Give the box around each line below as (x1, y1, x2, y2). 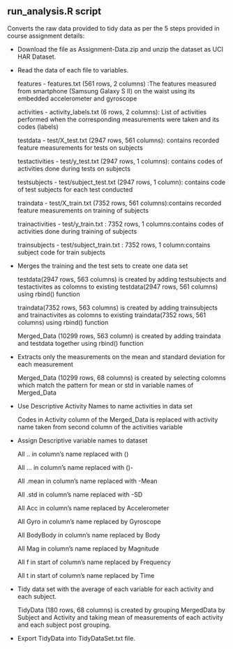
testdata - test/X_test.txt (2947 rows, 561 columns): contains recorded (17, 136, 220, 144)
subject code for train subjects (17, 247, 106, 257)
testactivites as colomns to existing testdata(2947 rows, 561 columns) (17, 282, 218, 291)
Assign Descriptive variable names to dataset (17, 436, 148, 445)
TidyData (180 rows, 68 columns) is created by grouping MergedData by (17, 606, 225, 614)
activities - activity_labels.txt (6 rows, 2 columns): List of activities (17, 107, 207, 116)
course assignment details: (7, 31, 85, 40)
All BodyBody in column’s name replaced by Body (17, 530, 160, 539)
